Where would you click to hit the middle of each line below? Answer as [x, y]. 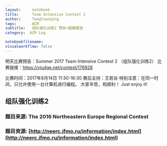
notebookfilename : [24, 42]
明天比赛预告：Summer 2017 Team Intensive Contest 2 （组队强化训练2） [81, 61]
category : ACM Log [25, 33]
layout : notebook [28, 10]
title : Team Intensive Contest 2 [45, 14]
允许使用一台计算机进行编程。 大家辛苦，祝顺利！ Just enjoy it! [83, 84]
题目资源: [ [18, 131]
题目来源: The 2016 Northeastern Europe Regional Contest [77, 117]
